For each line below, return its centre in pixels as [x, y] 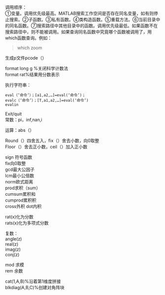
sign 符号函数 [19, 157]
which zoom [30, 48]
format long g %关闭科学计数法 [37, 68]
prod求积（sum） [23, 188]
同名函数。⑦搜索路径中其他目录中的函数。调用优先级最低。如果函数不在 [83, 26]
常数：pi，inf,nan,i [24, 120]
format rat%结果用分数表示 [33, 74]
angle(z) [14, 239]
